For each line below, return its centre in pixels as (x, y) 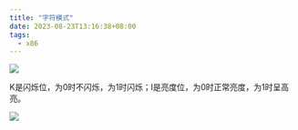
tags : (20, 35)
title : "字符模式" (42, 18)
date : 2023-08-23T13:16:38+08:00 (73, 26)
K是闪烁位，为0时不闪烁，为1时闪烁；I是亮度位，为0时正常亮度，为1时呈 (145, 87)
